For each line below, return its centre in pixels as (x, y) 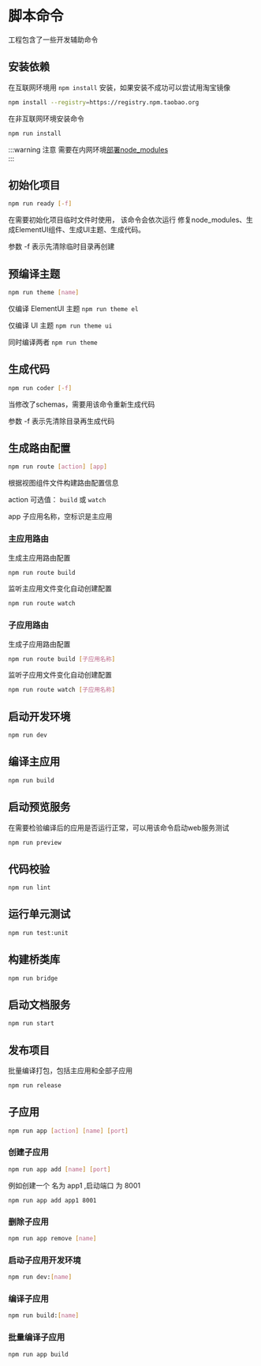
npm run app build (38, 1354)
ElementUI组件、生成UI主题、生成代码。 (80, 230)
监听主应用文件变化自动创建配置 (60, 588)
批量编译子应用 (37, 1338)
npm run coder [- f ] (40, 388)
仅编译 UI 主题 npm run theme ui (60, 325)
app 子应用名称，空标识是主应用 (60, 516)
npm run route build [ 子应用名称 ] (62, 659)
